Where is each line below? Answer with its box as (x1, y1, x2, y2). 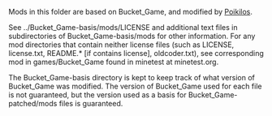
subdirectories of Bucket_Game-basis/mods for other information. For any (8, 32, 256, 41)
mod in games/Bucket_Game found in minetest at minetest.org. (8, 57, 219, 67)
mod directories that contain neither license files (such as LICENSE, (8, 40, 235, 49)
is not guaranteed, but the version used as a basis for (8, 90, 187, 100)
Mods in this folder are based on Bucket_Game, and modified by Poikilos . (8, 7, 253, 16)
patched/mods (8, 99, 58, 108)
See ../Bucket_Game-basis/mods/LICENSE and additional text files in (8, 23, 238, 32)
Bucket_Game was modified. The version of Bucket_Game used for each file (8, 81, 262, 91)
